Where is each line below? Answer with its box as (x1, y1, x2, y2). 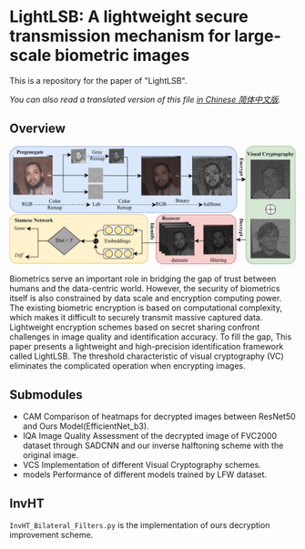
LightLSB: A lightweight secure (9, 6, 249, 27)
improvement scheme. (9, 530, 94, 541)
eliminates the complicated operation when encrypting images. (9, 361, 246, 371)
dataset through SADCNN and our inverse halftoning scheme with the (22, 440, 284, 452)
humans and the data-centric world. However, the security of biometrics (9, 283, 280, 294)
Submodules (9, 387, 84, 402)
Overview (9, 121, 66, 137)
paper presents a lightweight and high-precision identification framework (9, 341, 284, 352)
